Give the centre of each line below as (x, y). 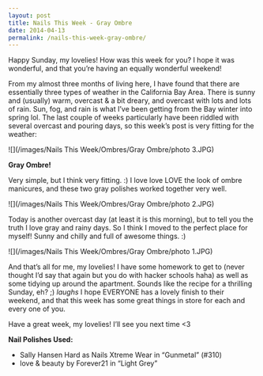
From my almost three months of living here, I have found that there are (124, 84)
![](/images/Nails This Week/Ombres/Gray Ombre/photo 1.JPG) (111, 252)
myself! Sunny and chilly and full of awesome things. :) (97, 236)
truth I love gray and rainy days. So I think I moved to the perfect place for (128, 228)
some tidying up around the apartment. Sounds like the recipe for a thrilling (130, 284)
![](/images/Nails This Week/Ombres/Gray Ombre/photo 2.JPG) (111, 204)
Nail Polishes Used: (41, 340)
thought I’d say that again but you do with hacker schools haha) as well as (128, 275)
